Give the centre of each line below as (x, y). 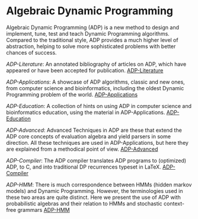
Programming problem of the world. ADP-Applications (72, 94)
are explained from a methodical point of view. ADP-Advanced (82, 149)
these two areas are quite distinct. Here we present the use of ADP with (93, 197)
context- (174, 204)
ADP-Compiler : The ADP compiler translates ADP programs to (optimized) (96, 160)
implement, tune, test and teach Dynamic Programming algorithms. (88, 33)
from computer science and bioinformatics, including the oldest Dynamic (95, 88)
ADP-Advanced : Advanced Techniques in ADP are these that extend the (94, 130)
